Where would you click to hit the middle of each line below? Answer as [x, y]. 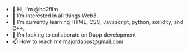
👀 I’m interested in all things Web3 [54, 16]
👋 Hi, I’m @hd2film [35, 9]
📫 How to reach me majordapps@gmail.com [67, 41]
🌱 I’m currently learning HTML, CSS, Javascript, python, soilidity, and [98, 22]
